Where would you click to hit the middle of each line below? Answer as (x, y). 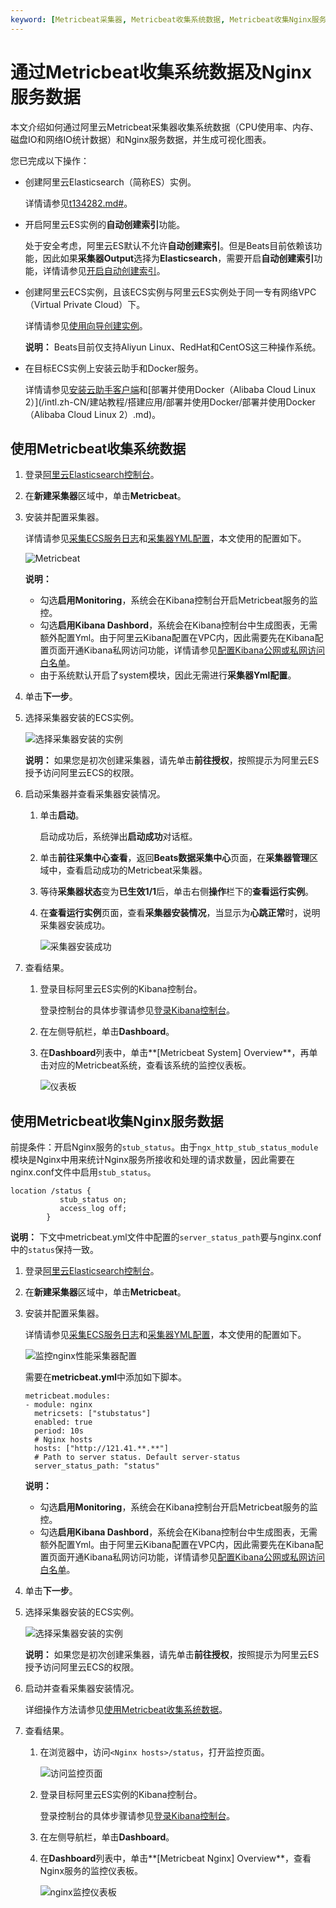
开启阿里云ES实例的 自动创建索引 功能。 (105, 224)
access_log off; (93, 1209)
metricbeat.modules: (67, 1396)
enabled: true (63, 1422)
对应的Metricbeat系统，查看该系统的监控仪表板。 (150, 1065)
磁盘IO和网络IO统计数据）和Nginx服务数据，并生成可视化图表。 (141, 139)
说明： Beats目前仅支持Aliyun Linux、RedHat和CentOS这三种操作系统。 (173, 347)
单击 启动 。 (62, 815)
